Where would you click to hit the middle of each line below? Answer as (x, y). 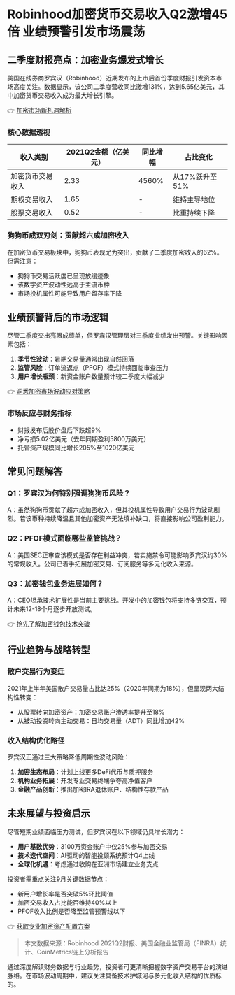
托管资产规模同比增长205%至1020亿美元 (76, 448)
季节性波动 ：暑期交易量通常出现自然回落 (76, 359)
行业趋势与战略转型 (49, 650)
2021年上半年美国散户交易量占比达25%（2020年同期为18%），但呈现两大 (113, 688)
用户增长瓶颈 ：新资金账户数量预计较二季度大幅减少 (91, 377)
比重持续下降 (194, 213)
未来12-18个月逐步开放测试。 (55, 608)
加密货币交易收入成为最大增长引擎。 (65, 95)
